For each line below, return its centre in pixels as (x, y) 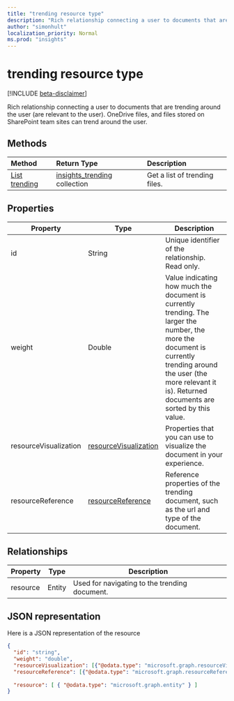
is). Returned (186, 391)
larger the (181, 321)
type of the (183, 518)
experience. (185, 463)
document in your (194, 454)
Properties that (190, 428)
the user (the (186, 373)
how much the (189, 286)
